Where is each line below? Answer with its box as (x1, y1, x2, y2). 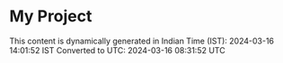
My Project (9, 6, 93, 27)
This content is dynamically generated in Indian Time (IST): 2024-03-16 (9, 35, 275, 46)
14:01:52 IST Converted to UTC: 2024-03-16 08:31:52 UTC (9, 44, 226, 55)
